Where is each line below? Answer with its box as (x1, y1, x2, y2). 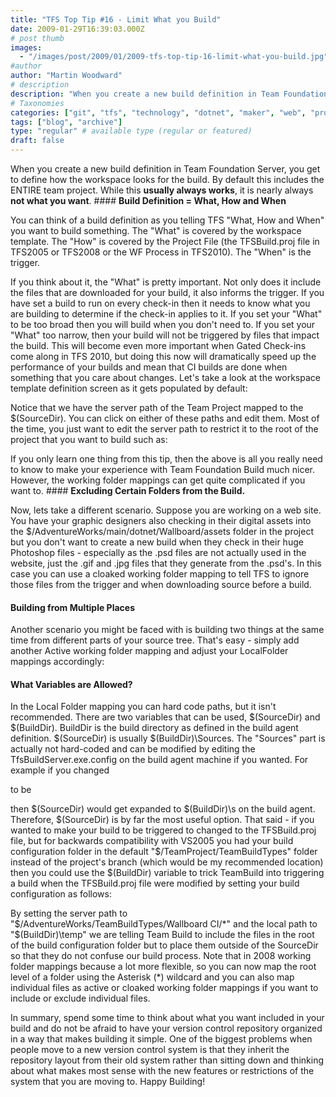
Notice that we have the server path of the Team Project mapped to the (10, 402, 304, 413)
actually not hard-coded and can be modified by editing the (10, 743, 256, 755)
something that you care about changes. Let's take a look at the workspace (10, 372, 321, 383)
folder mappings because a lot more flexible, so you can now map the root (10, 961, 317, 973)
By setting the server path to (10, 907, 128, 920)
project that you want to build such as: (10, 434, 168, 445)
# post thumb (10, 33, 65, 43)
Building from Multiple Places (10, 601, 136, 613)
